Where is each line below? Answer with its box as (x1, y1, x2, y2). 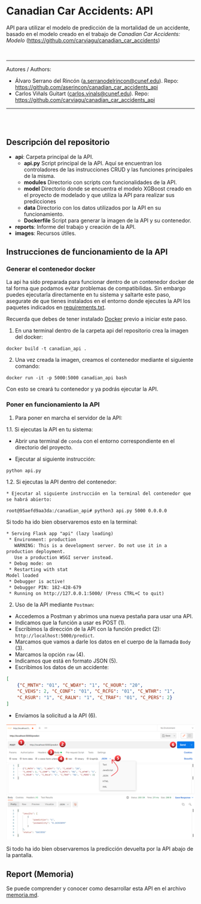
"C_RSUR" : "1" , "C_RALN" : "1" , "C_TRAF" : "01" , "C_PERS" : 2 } (17, 695, 173, 701)
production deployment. (6, 548, 66, 555)
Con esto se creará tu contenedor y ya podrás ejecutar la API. (6, 385, 159, 393)
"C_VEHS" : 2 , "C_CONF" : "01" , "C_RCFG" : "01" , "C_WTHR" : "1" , (17, 688, 175, 694)
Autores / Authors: (6, 65, 52, 72)
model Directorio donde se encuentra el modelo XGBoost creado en (23, 185, 192, 192)
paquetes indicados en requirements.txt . (6, 304, 106, 311)
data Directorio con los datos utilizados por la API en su (23, 204, 162, 211)
